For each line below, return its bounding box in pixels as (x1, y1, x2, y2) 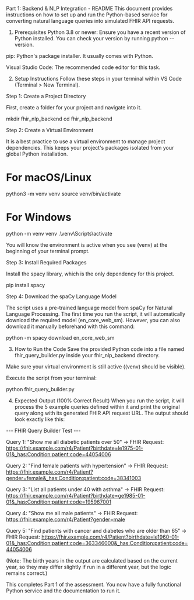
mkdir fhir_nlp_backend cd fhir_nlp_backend (6, 115, 112, 122)
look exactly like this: (14, 415, 65, 423)
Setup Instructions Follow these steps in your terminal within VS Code (14, 75, 182, 82)
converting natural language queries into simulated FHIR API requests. (6, 18, 175, 24)
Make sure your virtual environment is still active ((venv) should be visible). (6, 363, 186, 370)
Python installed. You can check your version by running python (14, 35, 168, 42)
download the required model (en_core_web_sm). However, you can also (6, 316, 181, 323)
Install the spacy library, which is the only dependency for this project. (6, 270, 175, 277)
